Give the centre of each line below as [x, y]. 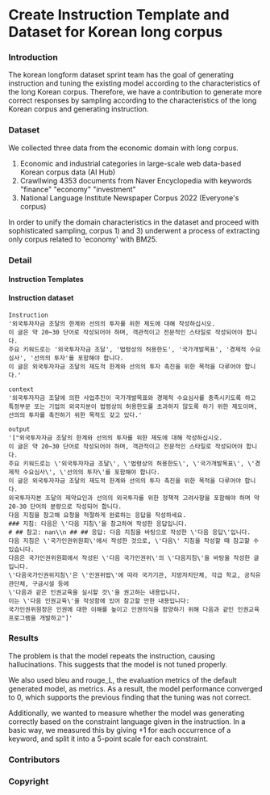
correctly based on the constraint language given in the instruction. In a [127, 721]
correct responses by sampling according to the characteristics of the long [133, 101]
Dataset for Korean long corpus [116, 32]
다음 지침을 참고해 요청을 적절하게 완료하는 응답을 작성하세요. [98, 515]
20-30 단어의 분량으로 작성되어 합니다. [65, 507]
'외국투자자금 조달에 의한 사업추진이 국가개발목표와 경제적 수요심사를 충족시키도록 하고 [132, 397]
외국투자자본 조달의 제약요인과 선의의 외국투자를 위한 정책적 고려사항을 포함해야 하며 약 [134, 498]
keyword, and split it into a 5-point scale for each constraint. [108, 738]
